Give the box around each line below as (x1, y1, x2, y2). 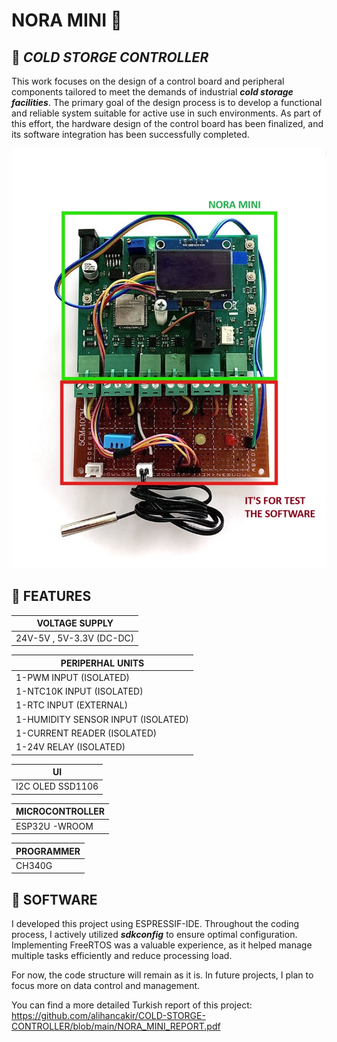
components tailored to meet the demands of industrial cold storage (11, 86, 294, 98)
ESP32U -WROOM (15, 820, 94, 832)
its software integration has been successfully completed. (11, 129, 250, 140)
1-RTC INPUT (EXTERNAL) (15, 699, 129, 711)
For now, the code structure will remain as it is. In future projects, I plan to (11, 969, 314, 981)
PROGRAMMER (15, 845, 81, 857)
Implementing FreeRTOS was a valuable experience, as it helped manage (11, 939, 313, 951)
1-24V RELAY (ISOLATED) (15, 741, 126, 753)
